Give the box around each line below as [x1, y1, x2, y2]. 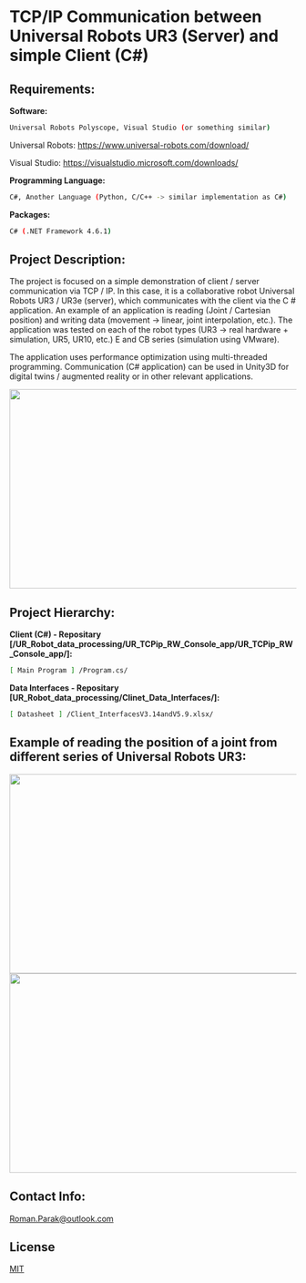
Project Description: [9, 252, 126, 268]
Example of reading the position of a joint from [9, 735, 278, 751]
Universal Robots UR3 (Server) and [9, 26, 280, 46]
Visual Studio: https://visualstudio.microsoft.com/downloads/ [9, 157, 239, 168]
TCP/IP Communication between [9, 6, 262, 27]
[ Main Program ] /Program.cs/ [9, 666, 128, 675]
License [9, 1239, 56, 1255]
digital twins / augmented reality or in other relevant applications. [9, 371, 253, 382]
